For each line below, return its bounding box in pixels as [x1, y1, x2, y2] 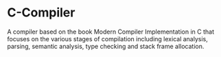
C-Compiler [7, 5, 75, 21]
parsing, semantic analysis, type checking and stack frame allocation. [7, 42, 205, 50]
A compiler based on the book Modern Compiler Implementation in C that [7, 27, 215, 36]
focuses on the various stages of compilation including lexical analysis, [7, 34, 208, 43]
